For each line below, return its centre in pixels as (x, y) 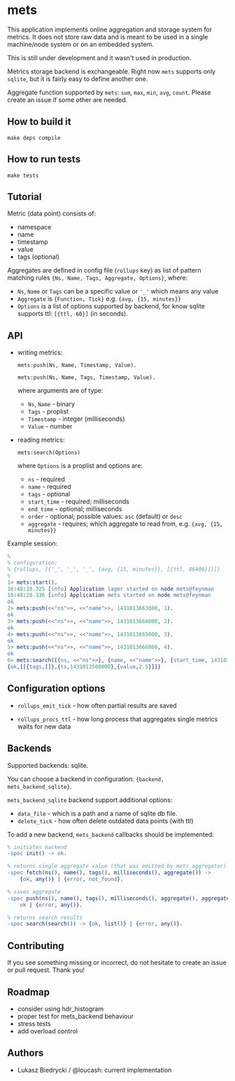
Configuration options (57, 688)
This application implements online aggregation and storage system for (110, 29)
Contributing (36, 946)
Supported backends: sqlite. (48, 765)
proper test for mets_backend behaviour (76, 1016)
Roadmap (29, 992)
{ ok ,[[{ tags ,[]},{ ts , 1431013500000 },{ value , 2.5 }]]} (84, 667)
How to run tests (44, 159)
